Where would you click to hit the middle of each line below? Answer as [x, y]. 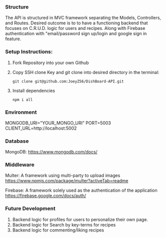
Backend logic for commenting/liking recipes [58, 230]
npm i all [23, 100]
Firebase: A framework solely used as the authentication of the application [81, 190]
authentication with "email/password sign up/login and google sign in [76, 34]
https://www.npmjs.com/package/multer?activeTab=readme [67, 181]
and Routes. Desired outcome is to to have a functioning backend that [77, 23]
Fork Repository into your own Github [51, 63]
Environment [21, 112]
